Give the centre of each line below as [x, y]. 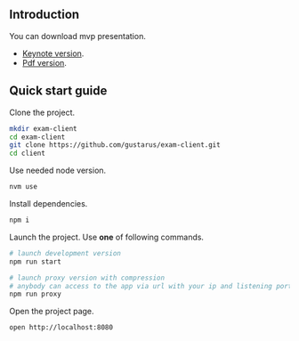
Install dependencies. [48, 203]
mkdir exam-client [43, 128]
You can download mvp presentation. [78, 36]
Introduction [44, 15]
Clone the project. [42, 112]
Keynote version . [53, 53]
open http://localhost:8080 [61, 328]
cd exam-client [37, 137]
